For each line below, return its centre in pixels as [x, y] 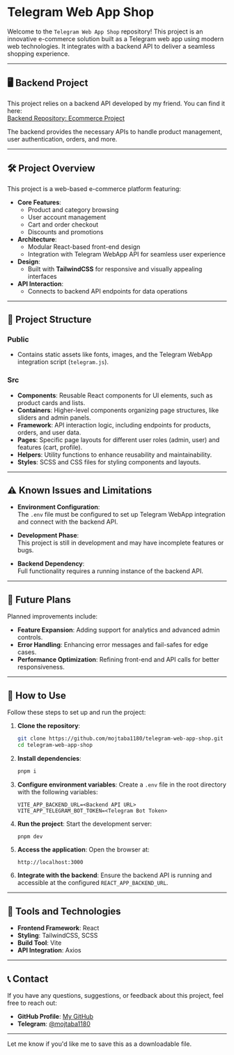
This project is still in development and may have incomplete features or [120, 543]
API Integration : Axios [49, 950]
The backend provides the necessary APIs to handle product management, [115, 131]
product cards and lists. [51, 402]
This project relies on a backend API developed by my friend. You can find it [116, 103]
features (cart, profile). [50, 447]
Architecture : [37, 239]
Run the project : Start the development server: [84, 823]
